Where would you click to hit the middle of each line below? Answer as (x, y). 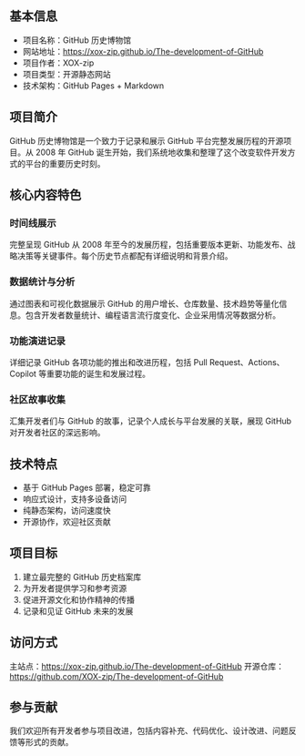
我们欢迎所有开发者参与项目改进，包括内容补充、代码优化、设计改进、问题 (149, 730)
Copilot (23, 373)
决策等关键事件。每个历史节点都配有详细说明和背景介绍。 (125, 256)
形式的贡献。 (49, 742)
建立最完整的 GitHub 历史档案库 (82, 577)
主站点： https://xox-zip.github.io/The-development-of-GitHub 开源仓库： (147, 666)
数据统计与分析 (42, 282)
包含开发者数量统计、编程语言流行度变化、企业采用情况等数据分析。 (152, 315)
